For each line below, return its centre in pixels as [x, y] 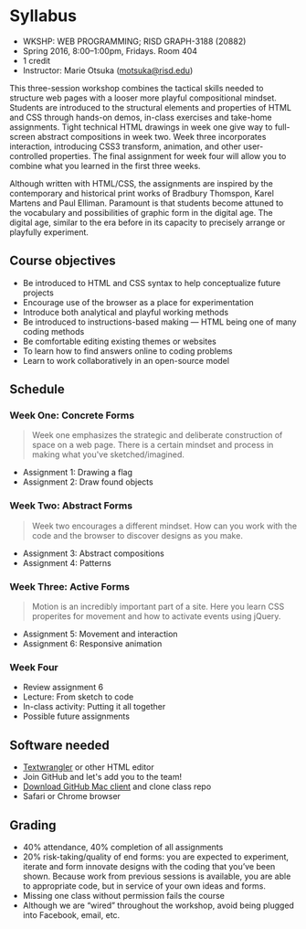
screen [23, 136]
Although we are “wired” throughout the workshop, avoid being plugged [158, 905]
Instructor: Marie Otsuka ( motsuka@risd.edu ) [108, 70]
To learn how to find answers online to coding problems [127, 351]
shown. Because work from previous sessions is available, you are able [157, 876]
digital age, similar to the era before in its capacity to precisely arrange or [148, 222]
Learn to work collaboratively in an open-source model [126, 360]
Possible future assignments [76, 716]
